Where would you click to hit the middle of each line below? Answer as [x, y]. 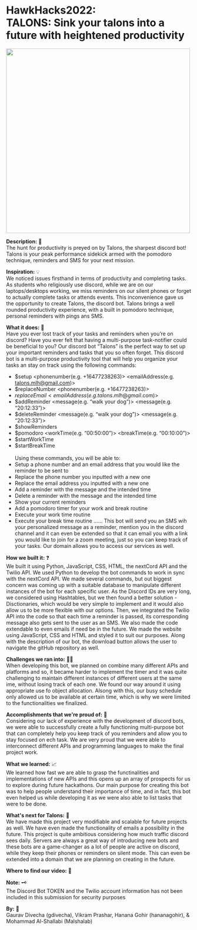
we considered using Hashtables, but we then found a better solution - [92, 598]
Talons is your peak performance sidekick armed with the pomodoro [89, 254]
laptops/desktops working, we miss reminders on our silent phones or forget [99, 291]
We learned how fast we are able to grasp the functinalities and [83, 772]
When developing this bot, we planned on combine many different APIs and [98, 665]
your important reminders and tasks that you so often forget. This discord [95, 353]
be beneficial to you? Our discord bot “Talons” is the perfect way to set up [96, 346]
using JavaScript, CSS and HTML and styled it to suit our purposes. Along [96, 635]
